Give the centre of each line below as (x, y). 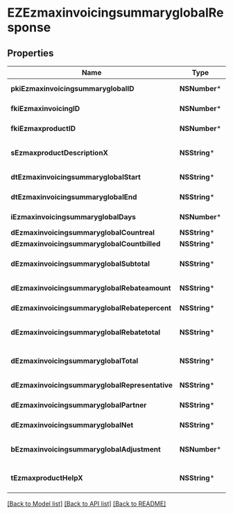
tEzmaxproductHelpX (47, 478)
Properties (31, 53)
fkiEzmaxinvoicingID (45, 109)
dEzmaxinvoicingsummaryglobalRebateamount (91, 288)
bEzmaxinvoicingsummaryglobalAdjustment (86, 449)
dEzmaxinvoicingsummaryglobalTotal (75, 361)
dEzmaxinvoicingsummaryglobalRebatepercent (91, 308)
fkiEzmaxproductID (43, 128)
